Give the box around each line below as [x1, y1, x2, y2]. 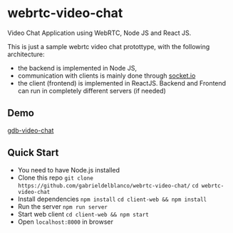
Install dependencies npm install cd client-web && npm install [17, 195, 207, 203]
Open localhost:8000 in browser [17, 217, 114, 226]
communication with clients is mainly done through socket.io [17, 71, 196, 80]
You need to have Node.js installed [17, 165, 120, 174]
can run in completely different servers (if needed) [17, 86, 166, 95]
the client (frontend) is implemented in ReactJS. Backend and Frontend [17, 78, 227, 87]
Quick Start [7, 147, 59, 159]
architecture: [7, 50, 45, 58]
